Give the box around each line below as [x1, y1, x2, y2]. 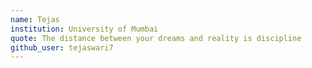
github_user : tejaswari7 [10, 42, 114, 53]
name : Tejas [10, 14, 60, 25]
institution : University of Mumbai [10, 24, 159, 34]
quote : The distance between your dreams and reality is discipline [10, 33, 302, 43]
